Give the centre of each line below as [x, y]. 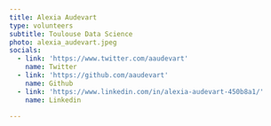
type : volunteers [41, 26]
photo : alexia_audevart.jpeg [63, 42]
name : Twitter [51, 67]
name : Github [49, 83]
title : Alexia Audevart [53, 17]
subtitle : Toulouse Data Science [71, 34]
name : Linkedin [53, 100]
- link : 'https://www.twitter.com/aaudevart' [103, 59]
